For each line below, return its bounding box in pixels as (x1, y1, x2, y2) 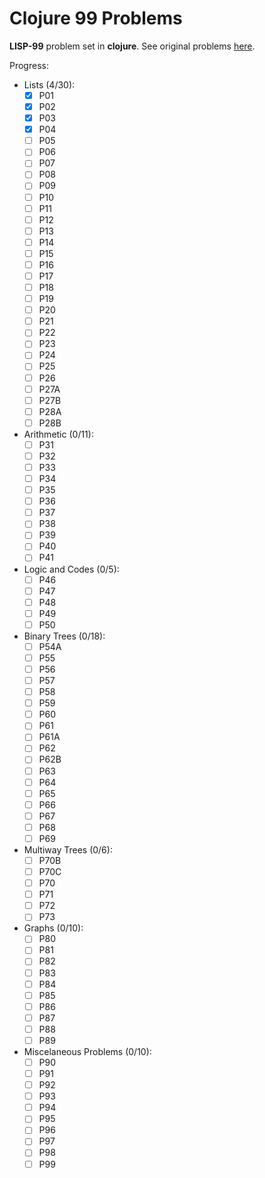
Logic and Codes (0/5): (23, 563, 120, 575)
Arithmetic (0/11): (23, 428, 94, 440)
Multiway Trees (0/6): (23, 843, 113, 856)
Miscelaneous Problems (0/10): (23, 1045, 152, 1057)
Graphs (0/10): (23, 922, 84, 934)
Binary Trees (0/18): (23, 630, 106, 642)
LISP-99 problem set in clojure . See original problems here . (9, 40, 256, 52)
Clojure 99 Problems (9, 7, 183, 30)
